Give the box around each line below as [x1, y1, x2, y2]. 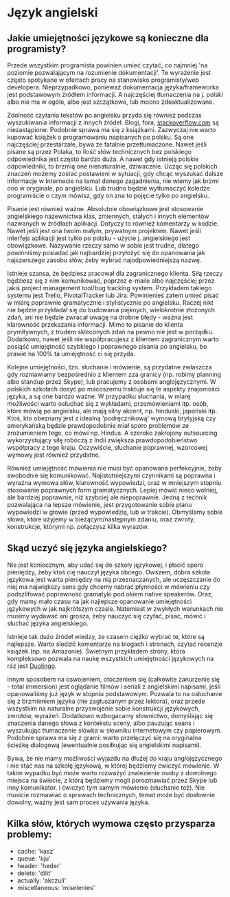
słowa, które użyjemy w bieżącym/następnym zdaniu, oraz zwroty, [7, 515, 196, 523]
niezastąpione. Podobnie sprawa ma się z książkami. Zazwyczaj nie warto [7, 126, 216, 133]
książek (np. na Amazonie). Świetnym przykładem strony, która [7, 647, 185, 655]
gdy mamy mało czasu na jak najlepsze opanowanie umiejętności [7, 597, 192, 605]
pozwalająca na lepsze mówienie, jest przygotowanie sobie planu [7, 501, 192, 508]
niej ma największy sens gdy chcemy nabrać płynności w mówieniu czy [7, 583, 211, 591]
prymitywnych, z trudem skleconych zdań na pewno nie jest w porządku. [7, 328, 214, 336]
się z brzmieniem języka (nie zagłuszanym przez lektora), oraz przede [7, 697, 206, 705]
